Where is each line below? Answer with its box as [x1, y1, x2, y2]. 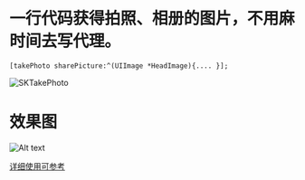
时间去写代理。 [9, 31, 121, 52]
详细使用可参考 [9, 160, 65, 172]
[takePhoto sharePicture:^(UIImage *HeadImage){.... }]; [9, 61, 229, 71]
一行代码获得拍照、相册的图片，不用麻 [9, 8, 296, 29]
